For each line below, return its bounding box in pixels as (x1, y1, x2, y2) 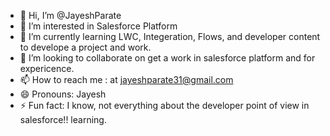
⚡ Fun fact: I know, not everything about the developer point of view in (19, 100, 310, 111)
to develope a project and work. (19, 41, 152, 53)
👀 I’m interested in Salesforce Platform (19, 20, 178, 32)
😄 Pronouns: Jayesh (19, 88, 107, 100)
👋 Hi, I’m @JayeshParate (19, 10, 122, 21)
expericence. (19, 63, 75, 74)
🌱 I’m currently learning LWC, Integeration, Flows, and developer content (19, 31, 321, 42)
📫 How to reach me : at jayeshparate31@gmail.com (19, 74, 234, 85)
